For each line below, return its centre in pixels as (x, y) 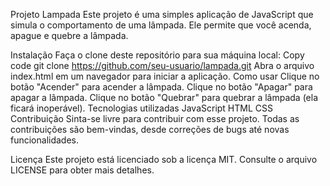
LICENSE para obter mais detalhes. (82, 170)
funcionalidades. (45, 140)
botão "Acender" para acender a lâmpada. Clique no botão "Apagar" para (161, 87)
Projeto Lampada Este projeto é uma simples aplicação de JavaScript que (162, 14)
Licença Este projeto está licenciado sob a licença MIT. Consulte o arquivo (164, 159)
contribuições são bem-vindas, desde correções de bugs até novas (150, 129)
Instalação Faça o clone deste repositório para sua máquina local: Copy (157, 55)
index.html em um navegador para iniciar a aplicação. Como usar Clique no (165, 76)
